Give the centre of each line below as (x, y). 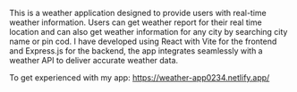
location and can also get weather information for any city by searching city (148, 32)
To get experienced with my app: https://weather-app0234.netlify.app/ (140, 78)
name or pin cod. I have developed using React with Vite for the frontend (143, 41)
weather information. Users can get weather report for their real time (136, 22)
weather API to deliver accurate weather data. (94, 60)
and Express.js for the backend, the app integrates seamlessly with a (136, 51)
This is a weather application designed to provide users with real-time (138, 13)
